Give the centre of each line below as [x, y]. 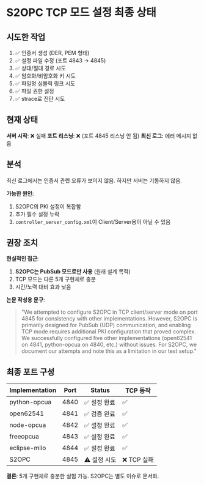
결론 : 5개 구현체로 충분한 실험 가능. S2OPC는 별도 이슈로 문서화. [83, 476]
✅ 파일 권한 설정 [35, 91]
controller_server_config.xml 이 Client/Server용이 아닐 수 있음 [93, 221]
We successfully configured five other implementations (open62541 [107, 338]
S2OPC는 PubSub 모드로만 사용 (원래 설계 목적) [73, 272]
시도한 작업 [26, 37]
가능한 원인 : [20, 193]
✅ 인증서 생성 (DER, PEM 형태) [52, 53]
